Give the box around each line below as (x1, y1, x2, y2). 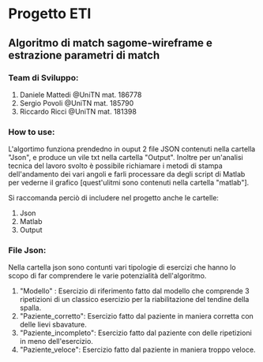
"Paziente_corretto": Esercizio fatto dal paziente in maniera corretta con (19, 312, 254, 321)
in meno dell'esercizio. (19, 337, 93, 346)
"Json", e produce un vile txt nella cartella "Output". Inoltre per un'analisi (8, 153, 243, 162)
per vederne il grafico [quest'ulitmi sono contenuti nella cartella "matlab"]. (8, 178, 250, 188)
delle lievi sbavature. (19, 320, 87, 330)
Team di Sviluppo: (8, 72, 79, 83)
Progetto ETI (8, 5, 92, 23)
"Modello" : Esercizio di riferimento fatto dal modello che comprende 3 (19, 286, 250, 296)
